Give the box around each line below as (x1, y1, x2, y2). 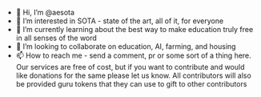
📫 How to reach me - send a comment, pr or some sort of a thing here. (15, 51, 252, 60)
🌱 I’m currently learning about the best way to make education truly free (15, 25, 254, 34)
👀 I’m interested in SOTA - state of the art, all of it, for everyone (15, 16, 224, 26)
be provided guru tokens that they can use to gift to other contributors (15, 79, 247, 88)
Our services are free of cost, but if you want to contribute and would (15, 63, 245, 71)
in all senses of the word (15, 33, 98, 42)
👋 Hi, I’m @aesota (15, 8, 74, 17)
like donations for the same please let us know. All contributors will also (15, 71, 252, 80)
